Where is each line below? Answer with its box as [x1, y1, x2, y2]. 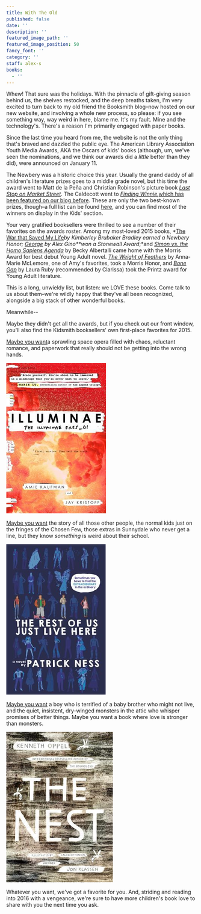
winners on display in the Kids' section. [6, 209, 104, 217]
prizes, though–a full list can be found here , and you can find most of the [6, 203, 187, 211]
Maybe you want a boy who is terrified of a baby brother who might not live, [6, 701, 194, 708]
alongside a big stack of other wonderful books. [6, 297, 125, 304]
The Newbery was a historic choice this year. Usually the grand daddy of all [6, 171, 194, 179]
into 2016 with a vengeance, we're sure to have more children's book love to [6, 895, 196, 902]
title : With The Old [6, 10, 58, 16]
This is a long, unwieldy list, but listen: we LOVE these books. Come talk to [6, 284, 191, 291]
